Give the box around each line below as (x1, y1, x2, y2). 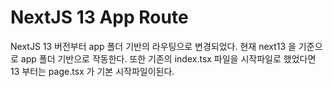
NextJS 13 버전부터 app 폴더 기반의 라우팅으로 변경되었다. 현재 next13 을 (10, 40, 297, 52)
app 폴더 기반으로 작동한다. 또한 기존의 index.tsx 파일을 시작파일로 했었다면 (20, 52, 317, 65)
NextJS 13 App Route (10, 6, 189, 29)
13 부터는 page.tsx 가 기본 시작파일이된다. (10, 65, 175, 77)
